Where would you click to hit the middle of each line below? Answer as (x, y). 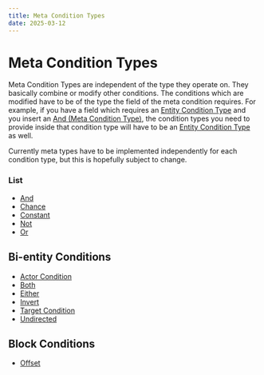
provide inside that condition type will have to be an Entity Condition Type (129, 127)
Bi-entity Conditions (60, 257)
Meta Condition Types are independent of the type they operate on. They (128, 85)
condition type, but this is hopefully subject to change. (98, 160)
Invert (30, 301)
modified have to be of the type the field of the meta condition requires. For (132, 102)
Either (30, 293)
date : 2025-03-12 (37, 23)
